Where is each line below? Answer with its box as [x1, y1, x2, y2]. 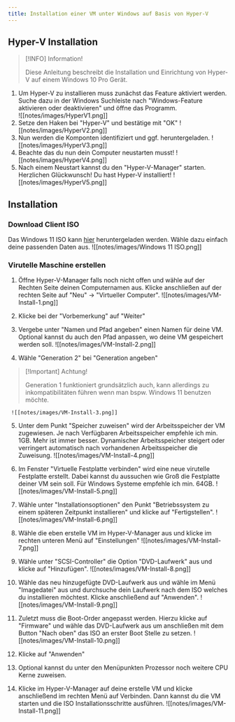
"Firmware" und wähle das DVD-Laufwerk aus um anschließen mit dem [17, 621, 225, 630]
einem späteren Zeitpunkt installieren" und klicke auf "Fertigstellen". [17, 508, 215, 517]
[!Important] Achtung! [24, 368, 88, 376]
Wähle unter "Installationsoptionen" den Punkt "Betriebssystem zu [17, 500, 209, 509]
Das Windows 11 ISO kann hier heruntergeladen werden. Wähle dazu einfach [8, 236, 228, 244]
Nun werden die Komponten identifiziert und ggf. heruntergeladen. [17, 133, 211, 142]
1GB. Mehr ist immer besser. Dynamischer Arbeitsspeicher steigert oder [17, 436, 225, 445]
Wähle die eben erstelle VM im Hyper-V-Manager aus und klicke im [17, 529, 212, 537]
